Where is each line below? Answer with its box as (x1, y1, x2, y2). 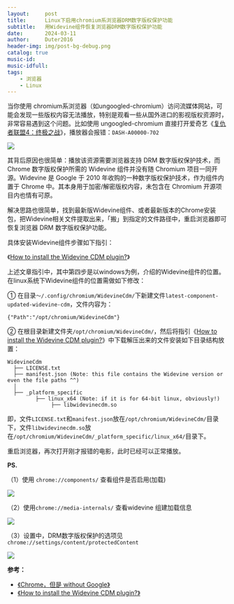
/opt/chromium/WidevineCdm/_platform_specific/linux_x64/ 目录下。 (13, 432, 210, 441)
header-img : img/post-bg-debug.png (7, 43, 111, 50)
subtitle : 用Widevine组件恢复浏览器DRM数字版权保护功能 (7, 23, 163, 30)
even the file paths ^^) (7, 377, 80, 384)
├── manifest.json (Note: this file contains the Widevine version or (13, 371, 224, 378)
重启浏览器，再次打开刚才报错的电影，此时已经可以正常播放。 (7, 447, 185, 456)
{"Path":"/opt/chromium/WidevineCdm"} (7, 314, 120, 321)
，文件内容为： (69, 300, 113, 309)
